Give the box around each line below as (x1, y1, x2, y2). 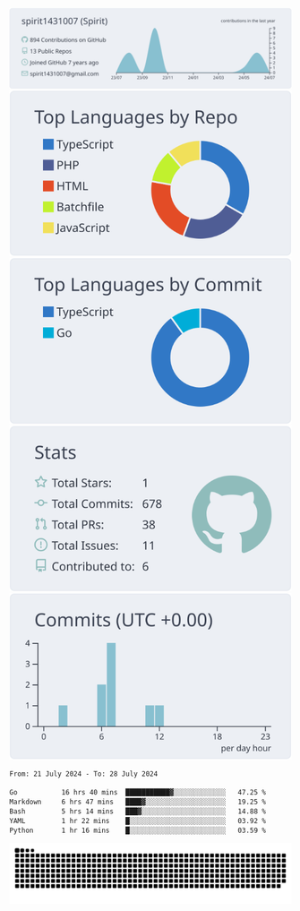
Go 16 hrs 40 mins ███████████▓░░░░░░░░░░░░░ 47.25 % (9, 788, 267, 797)
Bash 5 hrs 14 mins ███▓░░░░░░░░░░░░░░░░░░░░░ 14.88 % (9, 807, 267, 816)
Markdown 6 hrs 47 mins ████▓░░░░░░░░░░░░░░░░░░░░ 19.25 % (9, 797, 267, 807)
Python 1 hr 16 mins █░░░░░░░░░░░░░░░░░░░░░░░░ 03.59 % (9, 826, 267, 835)
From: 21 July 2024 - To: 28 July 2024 (9, 769, 159, 778)
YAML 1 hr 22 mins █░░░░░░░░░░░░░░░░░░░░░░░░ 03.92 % (9, 816, 267, 825)
